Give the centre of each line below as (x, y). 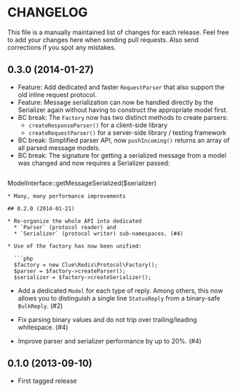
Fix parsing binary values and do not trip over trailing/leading (107, 319)
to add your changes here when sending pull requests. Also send (103, 39)
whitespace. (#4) (43, 327)
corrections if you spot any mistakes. (62, 47)
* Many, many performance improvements (67, 196)
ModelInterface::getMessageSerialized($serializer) (82, 183)
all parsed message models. (59, 148)
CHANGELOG (47, 12)
